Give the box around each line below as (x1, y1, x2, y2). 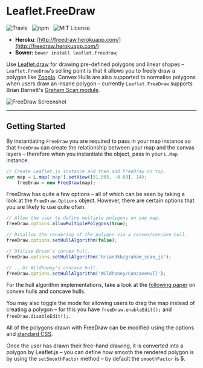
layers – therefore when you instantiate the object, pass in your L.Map (6, 150, 178, 157)
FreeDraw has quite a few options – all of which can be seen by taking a (6, 191, 185, 198)
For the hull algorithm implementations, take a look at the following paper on (6, 281, 196, 289)
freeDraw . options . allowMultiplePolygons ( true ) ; (6, 221, 129, 227)
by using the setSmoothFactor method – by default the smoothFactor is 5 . (6, 355, 185, 363)
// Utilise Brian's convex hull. (6, 248, 91, 254)
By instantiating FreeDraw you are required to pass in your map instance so (6, 137, 192, 145)
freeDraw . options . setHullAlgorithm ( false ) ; (6, 237, 118, 243)
